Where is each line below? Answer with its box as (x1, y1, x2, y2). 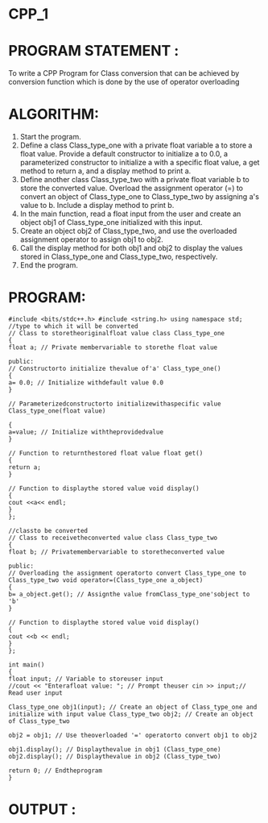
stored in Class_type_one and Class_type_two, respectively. (19, 251, 218, 262)
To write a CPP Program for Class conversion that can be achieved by (8, 69, 240, 78)
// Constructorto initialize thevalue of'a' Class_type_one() (8, 364, 221, 372)
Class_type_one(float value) (8, 407, 106, 415)
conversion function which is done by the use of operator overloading (8, 77, 240, 87)
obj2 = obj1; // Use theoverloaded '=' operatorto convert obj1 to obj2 (8, 731, 258, 739)
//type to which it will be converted (8, 322, 138, 330)
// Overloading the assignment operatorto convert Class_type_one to (8, 569, 247, 577)
